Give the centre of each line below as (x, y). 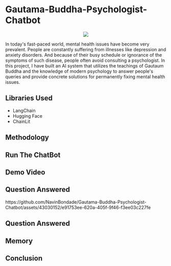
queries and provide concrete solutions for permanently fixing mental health (85, 76)
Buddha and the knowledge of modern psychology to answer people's (79, 71)
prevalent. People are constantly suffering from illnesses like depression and (86, 49)
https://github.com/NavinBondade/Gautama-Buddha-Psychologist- (76, 202)
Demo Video (25, 172)
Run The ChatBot (33, 155)
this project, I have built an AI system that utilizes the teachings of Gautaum (85, 65)
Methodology (27, 137)
